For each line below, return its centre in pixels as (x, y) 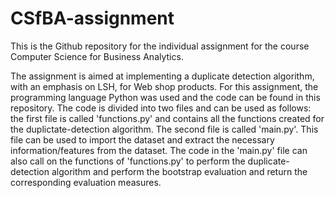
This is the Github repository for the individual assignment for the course (160, 46)
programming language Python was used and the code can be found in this (165, 97)
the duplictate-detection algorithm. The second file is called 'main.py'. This (164, 129)
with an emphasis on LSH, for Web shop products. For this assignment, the (164, 86)
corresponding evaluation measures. (86, 182)
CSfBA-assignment (92, 18)
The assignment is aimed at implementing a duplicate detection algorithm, (162, 76)
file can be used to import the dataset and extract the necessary (142, 139)
